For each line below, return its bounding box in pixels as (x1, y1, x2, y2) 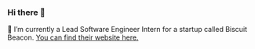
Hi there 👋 (7, 7, 46, 18)
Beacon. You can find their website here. (7, 33, 139, 42)
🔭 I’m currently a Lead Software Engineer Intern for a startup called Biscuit (7, 25, 248, 34)
